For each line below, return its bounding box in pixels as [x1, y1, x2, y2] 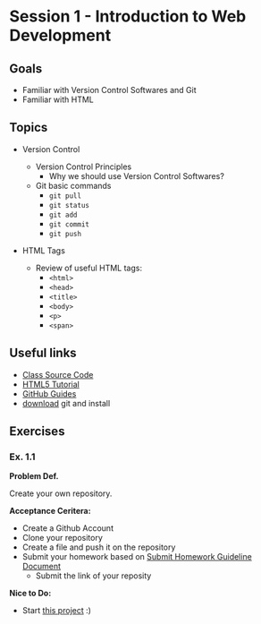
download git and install [21, 397, 111, 408]
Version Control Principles [35, 161, 132, 172]
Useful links [9, 346, 78, 361]
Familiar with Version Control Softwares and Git [21, 85, 197, 95]
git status [48, 201, 89, 209]
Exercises [9, 423, 65, 440]
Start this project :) [21, 605, 92, 616]
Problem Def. [9, 471, 59, 482]
